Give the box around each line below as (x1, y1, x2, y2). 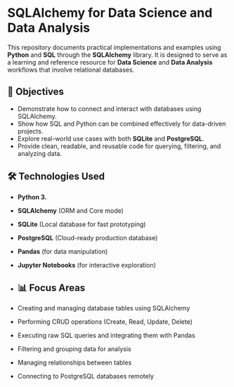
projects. (17, 126, 44, 135)
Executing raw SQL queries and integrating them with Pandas (17, 332, 195, 340)
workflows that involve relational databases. (7, 65, 135, 74)
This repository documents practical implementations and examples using (7, 43, 221, 51)
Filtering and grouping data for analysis (17, 345, 131, 353)
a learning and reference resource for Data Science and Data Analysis (7, 58, 213, 66)
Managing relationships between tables (17, 358, 132, 367)
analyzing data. (17, 149, 63, 157)
